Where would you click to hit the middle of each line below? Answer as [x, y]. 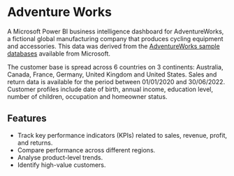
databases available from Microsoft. [59, 54]
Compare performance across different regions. [86, 150]
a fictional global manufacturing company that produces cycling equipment [115, 38]
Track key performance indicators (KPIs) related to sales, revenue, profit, [122, 135]
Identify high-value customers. [61, 165]
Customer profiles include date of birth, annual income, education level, [110, 89]
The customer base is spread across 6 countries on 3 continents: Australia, [115, 67]
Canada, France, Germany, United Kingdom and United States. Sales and [112, 74]
